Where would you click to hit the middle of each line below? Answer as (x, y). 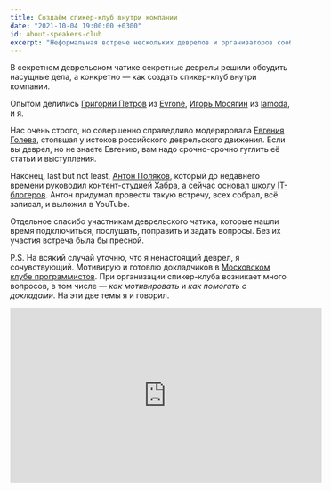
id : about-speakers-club (56, 34)
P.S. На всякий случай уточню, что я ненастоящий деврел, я (125, 258)
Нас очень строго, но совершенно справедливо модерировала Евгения (147, 131)
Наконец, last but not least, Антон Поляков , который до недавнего (135, 176)
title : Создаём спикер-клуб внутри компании (94, 17)
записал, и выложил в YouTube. (70, 205)
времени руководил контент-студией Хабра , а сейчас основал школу (143, 185)
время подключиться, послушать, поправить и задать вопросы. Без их (145, 231)
